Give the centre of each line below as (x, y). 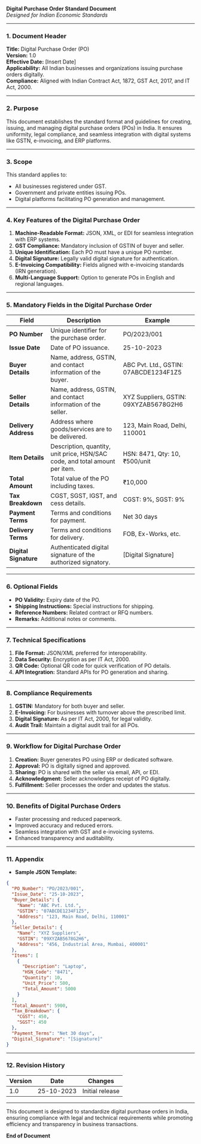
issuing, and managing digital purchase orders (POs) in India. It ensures (94, 127)
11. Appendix (25, 859)
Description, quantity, (80, 446)
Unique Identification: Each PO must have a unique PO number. (94, 252)
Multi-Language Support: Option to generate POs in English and (95, 278)
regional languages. (39, 284)
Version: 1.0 (21, 56)
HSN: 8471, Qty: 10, (152, 454)
